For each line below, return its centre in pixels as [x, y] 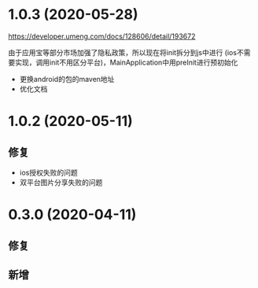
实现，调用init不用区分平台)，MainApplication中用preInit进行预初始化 [126, 62]
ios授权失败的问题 [48, 172]
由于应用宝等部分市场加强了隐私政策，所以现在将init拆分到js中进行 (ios [123, 52]
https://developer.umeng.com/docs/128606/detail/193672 [102, 36]
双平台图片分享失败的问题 [61, 182]
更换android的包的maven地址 [67, 79]
